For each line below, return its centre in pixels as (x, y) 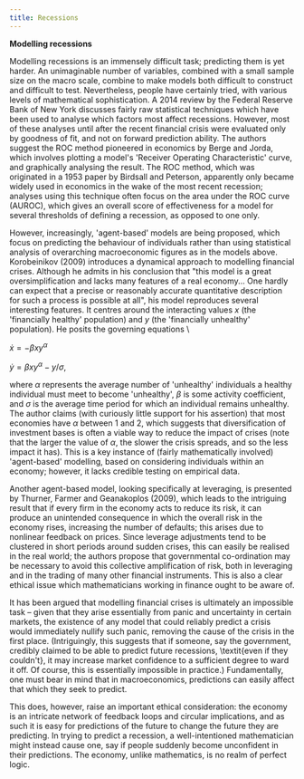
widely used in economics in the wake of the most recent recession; (136, 186)
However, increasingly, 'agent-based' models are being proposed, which (145, 233)
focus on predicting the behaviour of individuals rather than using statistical (150, 242)
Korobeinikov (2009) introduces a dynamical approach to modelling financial (152, 261)
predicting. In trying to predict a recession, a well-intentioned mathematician (152, 736)
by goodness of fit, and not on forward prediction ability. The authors (138, 138)
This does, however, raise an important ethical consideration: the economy (148, 707)
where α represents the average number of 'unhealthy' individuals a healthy (151, 384)
